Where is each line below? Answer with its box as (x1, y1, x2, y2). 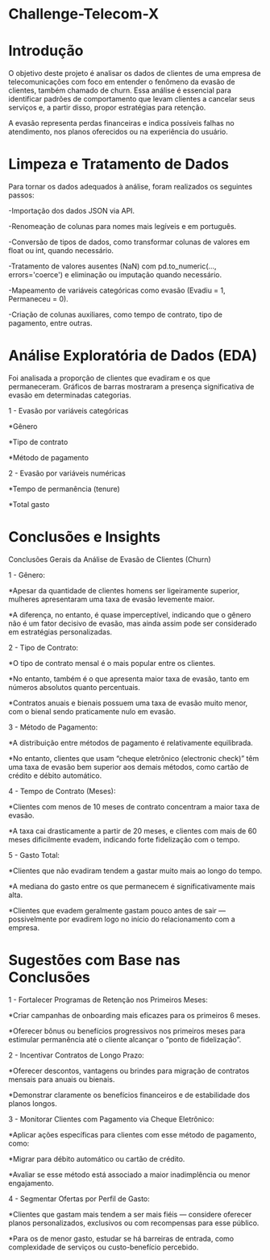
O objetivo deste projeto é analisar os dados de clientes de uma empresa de (8, 69, 261, 78)
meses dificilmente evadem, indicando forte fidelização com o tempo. (8, 834, 240, 844)
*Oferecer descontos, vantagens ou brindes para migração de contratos (8, 1066, 250, 1075)
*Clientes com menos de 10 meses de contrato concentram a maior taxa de (8, 801, 260, 811)
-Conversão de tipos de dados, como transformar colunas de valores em (8, 237, 251, 247)
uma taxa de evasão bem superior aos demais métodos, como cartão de (8, 762, 249, 771)
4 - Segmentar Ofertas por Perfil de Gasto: (8, 1194, 151, 1204)
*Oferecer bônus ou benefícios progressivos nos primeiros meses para (8, 1025, 246, 1036)
